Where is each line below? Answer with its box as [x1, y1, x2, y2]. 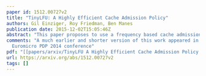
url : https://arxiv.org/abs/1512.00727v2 [6, 55, 114, 61]
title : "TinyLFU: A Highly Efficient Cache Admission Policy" [6, 15, 169, 21]
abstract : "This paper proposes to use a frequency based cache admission [6, 32, 202, 38]
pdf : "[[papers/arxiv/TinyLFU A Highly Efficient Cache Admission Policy [6, 49, 199, 55]
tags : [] [6, 60, 29, 66]
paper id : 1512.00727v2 [6, 9, 67, 15]
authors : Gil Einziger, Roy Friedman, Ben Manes [6, 20, 133, 26]
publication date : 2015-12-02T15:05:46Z [6, 26, 112, 32]
